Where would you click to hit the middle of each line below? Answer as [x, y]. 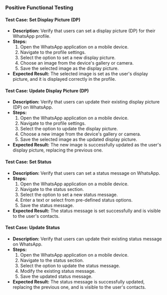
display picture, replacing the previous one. [58, 150]
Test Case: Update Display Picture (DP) [47, 90]
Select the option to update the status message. [70, 265]
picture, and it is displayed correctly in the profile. [64, 79]
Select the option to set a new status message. [69, 194]
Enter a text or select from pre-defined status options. [76, 200]
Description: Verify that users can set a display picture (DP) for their [84, 31]
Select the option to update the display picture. [69, 129]
